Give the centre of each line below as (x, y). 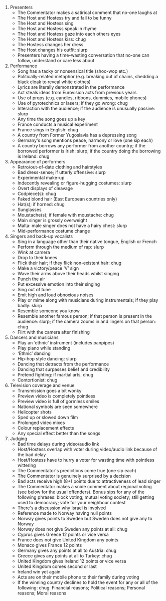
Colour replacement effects (46, 428)
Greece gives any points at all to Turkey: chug (65, 556)
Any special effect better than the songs (59, 433)
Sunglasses (29, 210)
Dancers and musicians (34, 337)
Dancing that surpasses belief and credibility (64, 369)
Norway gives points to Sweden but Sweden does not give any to (85, 519)
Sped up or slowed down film (48, 417)
